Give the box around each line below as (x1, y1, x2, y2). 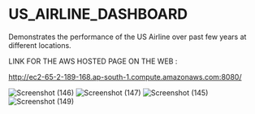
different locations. (8, 40, 71, 50)
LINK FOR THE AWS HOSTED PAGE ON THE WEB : (8, 56, 178, 66)
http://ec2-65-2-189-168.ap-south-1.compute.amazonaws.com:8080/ (8, 72, 242, 81)
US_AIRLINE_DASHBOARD (8, 5, 188, 24)
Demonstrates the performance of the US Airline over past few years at (8, 32, 247, 42)
